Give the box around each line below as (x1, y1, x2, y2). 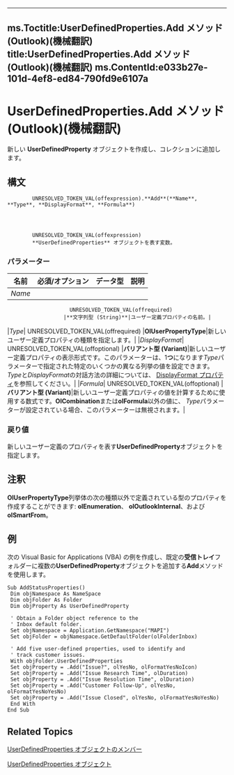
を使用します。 (7, 570, 50, 579)
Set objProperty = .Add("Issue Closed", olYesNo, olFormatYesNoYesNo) (10, 695, 219, 702)
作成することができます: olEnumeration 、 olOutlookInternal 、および (7, 502, 205, 510)
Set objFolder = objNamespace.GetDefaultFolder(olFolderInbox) (10, 633, 198, 640)
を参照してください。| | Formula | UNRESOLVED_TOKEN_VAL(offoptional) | (13, 379, 224, 388)
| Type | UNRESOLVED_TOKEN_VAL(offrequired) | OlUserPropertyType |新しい (7, 327, 226, 335)
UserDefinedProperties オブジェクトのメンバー (7, 745, 143, 753)
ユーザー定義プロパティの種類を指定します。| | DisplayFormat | (7, 336, 185, 345)
